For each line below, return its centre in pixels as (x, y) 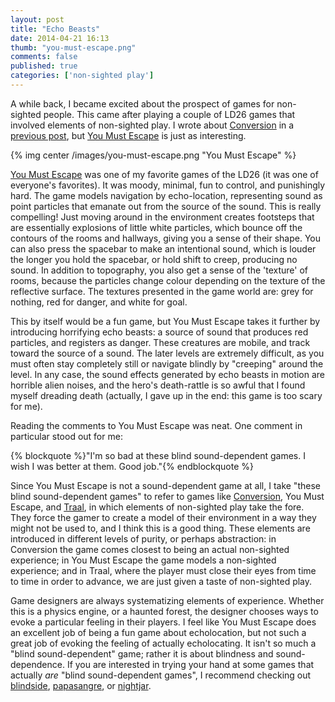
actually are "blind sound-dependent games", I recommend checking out (161, 675)
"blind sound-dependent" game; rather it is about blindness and (142, 653)
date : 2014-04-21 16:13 (60, 38)
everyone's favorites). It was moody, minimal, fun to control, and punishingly (168, 185)
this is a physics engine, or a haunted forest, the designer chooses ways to (164, 611)
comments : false (44, 57)
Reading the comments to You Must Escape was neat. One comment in (156, 425)
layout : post (37, 19)
